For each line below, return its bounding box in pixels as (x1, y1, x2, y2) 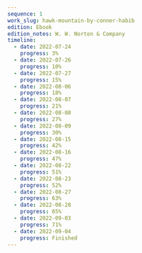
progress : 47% (20, 155, 62, 163)
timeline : (7, 37, 37, 44)
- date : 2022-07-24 (13, 43, 72, 50)
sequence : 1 (7, 10, 43, 18)
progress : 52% (20, 181, 62, 189)
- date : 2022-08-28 (13, 201, 72, 209)
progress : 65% (20, 208, 62, 215)
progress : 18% (20, 89, 62, 96)
